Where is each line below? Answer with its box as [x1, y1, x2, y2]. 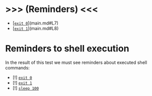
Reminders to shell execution [5, 43, 129, 54]
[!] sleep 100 [12, 85, 39, 91]
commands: [5, 64, 30, 70]
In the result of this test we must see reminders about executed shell [5, 59, 147, 65]
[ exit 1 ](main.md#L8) [12, 25, 59, 31]
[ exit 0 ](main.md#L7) [12, 20, 59, 26]
